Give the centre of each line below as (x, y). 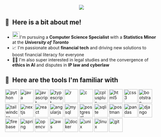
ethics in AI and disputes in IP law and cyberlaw (61, 65)
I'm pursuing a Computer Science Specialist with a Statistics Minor (88, 37)
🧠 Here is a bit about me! (43, 23)
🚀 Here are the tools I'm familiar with (62, 80)
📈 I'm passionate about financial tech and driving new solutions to (79, 48)
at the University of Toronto (40, 42)
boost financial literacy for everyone (48, 55)
